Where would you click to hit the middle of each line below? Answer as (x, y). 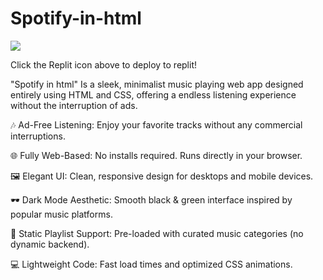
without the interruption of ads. (74, 105)
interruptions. (38, 136)
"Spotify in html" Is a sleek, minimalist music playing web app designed (157, 84)
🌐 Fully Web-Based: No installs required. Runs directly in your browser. (156, 155)
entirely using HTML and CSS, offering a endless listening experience (153, 94)
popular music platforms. (61, 214)
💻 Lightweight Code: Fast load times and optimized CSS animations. (151, 264)
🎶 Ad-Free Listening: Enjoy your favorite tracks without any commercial (156, 124)
